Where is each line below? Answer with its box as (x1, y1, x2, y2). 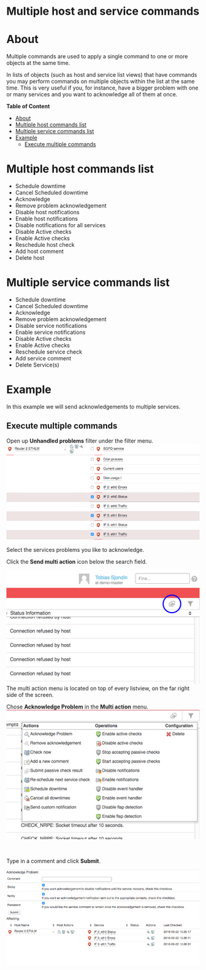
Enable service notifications (15, 328, 86, 336)
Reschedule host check (15, 241, 75, 249)
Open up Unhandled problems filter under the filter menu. (6, 437, 153, 444)
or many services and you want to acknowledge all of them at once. (6, 91, 178, 98)
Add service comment (15, 355, 72, 362)
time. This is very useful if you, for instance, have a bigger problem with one (6, 84, 199, 91)
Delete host (15, 254, 45, 262)
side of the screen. (6, 691, 54, 698)
